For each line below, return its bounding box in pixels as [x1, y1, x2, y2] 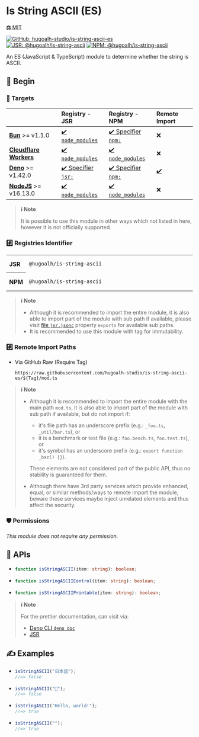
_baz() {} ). [38, 453, 66, 460]
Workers [9, 153, 34, 161]
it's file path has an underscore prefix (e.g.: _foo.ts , [38, 422, 166, 429]
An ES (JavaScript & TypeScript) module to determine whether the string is [6, 53, 189, 60]
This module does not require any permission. [6, 532, 118, 540]
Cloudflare [9, 146, 40, 154]
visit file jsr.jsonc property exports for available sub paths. [29, 321, 175, 328]
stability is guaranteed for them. [29, 471, 108, 478]
